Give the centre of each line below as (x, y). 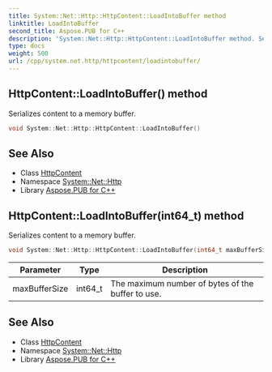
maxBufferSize (40, 289)
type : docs (27, 46)
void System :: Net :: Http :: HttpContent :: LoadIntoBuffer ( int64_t (115, 250)
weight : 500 (28, 53)
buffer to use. (136, 294)
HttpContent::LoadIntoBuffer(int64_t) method (126, 216)
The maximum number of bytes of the (182, 284)
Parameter (40, 270)
